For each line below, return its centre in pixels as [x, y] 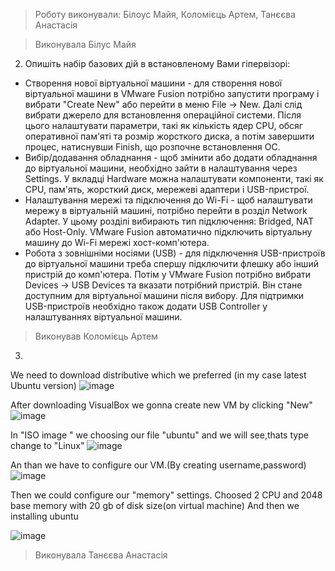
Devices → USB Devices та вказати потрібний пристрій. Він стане [163, 285]
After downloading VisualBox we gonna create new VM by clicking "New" [161, 405]
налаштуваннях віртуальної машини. [103, 317]
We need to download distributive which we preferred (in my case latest [158, 375]
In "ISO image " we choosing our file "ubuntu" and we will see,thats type [159, 435]
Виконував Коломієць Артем [96, 336]
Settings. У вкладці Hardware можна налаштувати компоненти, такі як [174, 178]
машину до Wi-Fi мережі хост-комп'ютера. [117, 242]
